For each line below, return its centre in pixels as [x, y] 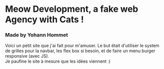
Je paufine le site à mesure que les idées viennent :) [58, 61]
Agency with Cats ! [45, 19]
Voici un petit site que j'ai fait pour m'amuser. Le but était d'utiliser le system [82, 46]
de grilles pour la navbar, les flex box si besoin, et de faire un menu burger [80, 51]
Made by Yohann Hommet [37, 35]
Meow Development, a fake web [72, 9]
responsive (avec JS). [27, 56]
